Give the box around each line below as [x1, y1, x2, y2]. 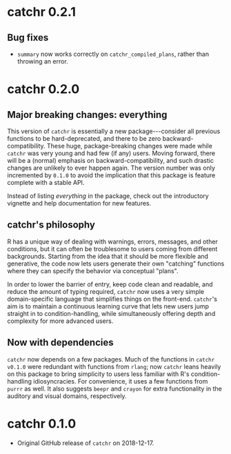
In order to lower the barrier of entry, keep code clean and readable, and [7, 280, 213, 288]
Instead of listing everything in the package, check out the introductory [7, 192, 209, 200]
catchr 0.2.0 [7, 81, 80, 97]
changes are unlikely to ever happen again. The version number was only [7, 164, 216, 172]
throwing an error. [17, 57, 69, 66]
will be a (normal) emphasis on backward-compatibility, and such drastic [7, 157, 214, 164]
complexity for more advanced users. [7, 317, 114, 325]
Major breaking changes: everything [7, 108, 168, 121]
